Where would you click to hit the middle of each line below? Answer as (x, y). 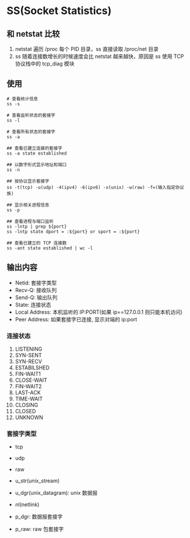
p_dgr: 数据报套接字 (39, 517)
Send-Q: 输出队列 (36, 297)
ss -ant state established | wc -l (50, 248)
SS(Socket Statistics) (59, 11)
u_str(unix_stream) (37, 481)
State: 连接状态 (33, 304)
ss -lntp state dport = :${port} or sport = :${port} (73, 232)
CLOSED (25, 411)
